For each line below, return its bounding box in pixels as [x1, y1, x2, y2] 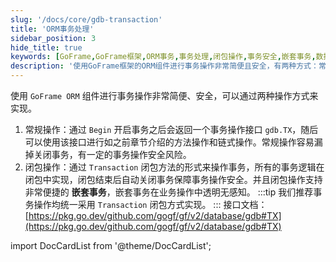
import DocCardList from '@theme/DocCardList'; [10, 240, 212, 251]
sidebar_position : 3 [10, 33, 97, 43]
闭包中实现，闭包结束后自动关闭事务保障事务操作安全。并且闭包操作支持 [24, 174, 323, 185]
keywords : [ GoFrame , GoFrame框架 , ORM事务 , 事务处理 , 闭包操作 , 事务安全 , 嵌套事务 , [10, 52, 317, 62]
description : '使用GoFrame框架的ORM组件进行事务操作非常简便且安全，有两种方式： [10, 61, 319, 71]
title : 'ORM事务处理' [10, 24, 95, 34]
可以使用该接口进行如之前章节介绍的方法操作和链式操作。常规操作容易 [24, 136, 315, 148]
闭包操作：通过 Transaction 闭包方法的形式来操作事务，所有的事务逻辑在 [24, 161, 325, 173]
